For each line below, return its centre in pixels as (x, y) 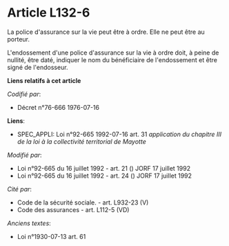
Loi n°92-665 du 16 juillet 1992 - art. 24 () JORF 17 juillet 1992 (104, 176)
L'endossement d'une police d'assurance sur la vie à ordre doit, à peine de (113, 53)
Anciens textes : (29, 223)
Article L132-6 (49, 13)
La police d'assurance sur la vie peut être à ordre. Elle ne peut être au (106, 32)
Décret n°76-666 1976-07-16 (58, 107)
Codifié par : (24, 94)
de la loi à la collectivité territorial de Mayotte (81, 141)
